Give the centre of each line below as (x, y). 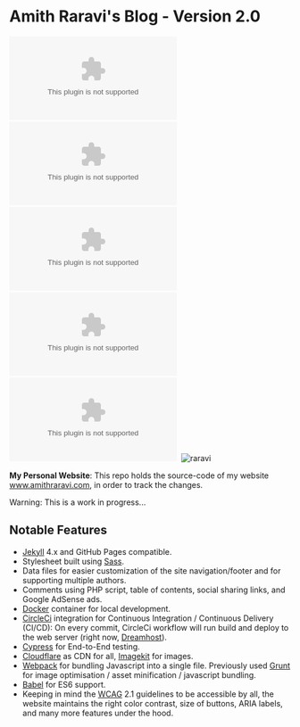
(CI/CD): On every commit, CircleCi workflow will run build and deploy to (155, 627)
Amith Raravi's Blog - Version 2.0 (135, 17)
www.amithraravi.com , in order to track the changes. (106, 484)
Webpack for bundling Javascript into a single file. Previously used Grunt (156, 665)
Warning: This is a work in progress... (78, 502)
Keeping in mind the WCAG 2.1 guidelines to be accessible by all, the (148, 694)
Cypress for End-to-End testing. (81, 646)
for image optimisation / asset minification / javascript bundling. (139, 674)
